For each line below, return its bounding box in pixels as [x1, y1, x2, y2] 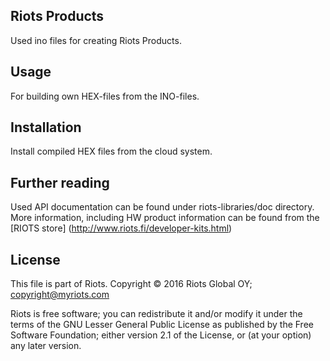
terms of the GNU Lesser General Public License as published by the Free [10, 319, 314, 331]
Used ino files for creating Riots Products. [10, 34, 182, 46]
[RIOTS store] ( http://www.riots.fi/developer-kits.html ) [10, 222, 233, 234]
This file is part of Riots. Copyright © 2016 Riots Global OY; [10, 278, 253, 290]
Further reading [10, 174, 110, 191]
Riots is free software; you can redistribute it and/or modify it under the [10, 308, 303, 320]
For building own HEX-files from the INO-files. [10, 90, 200, 102]
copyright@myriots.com [10, 289, 110, 301]
